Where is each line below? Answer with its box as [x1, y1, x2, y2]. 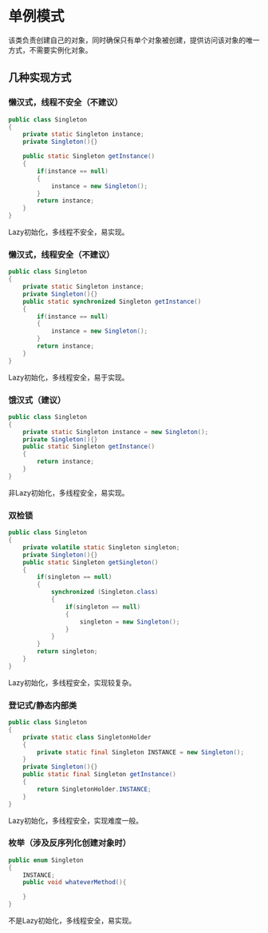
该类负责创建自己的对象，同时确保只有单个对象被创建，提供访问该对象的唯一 [8, 35, 260, 45]
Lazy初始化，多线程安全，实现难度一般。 [8, 815, 144, 825]
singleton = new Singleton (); [79, 617, 180, 626]
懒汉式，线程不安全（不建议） [8, 97, 124, 108]
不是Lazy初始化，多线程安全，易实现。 [8, 916, 136, 926]
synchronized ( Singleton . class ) [50, 588, 159, 596]
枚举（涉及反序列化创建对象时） [8, 837, 132, 848]
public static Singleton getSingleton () [22, 558, 159, 566]
